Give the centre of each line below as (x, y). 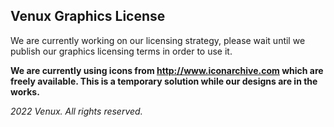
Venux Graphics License (88, 16)
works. (25, 91)
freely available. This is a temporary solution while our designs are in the (164, 81)
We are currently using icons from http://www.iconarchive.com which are (167, 70)
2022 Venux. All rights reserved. (76, 111)
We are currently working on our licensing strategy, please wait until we (158, 40)
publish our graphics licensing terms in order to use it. (121, 51)
